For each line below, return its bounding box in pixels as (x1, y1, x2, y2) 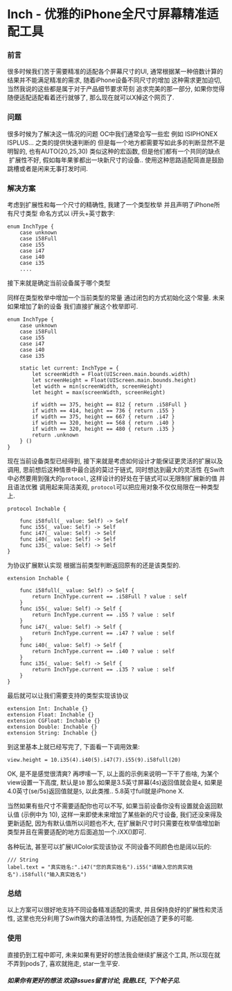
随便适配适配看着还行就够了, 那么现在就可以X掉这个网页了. (7, 93, 175, 101)
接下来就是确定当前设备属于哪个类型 (7, 279, 111, 287)
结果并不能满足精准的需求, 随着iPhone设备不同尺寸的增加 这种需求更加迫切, (7, 76, 222, 84)
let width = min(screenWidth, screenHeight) (32, 383, 163, 390)
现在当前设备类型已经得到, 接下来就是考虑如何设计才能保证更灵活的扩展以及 (7, 457, 223, 466)
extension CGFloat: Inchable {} (7, 717, 100, 725)
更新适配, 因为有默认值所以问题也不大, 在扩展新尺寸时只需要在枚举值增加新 (7, 819, 220, 828)
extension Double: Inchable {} (7, 723, 98, 730)
